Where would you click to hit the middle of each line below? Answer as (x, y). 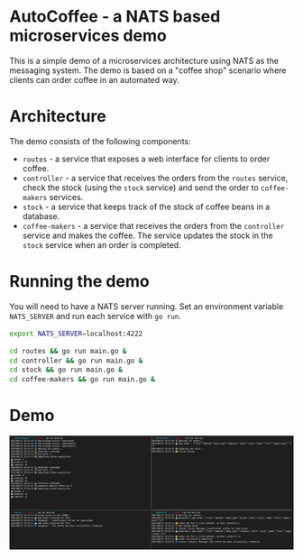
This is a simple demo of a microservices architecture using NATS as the (144, 60)
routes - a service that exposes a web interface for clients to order (146, 159)
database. (41, 216)
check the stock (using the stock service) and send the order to (140, 188)
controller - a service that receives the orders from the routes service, (155, 178)
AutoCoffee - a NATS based (115, 17)
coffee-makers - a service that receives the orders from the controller (153, 225)
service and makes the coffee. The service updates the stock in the (147, 235)
